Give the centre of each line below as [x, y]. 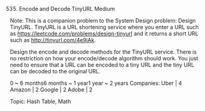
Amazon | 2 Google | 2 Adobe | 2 [51, 90]
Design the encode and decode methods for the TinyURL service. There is [103, 52]
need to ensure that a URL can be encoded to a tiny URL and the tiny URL [102, 65]
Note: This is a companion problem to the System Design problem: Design [103, 20]
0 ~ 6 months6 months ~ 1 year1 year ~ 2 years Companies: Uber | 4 [96, 83]
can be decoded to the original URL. [55, 71]
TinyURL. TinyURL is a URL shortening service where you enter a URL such [104, 27]
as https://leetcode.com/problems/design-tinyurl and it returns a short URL [104, 34]
